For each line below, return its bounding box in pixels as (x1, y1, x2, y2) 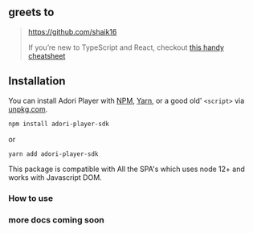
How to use (8, 193, 54, 204)
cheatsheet (27, 51, 66, 60)
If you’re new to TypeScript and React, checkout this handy (27, 43, 225, 52)
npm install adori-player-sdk (8, 120, 110, 128)
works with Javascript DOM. (8, 173, 102, 182)
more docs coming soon (8, 215, 104, 226)
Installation (8, 75, 66, 88)
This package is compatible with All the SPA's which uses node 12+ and (8, 164, 245, 174)
